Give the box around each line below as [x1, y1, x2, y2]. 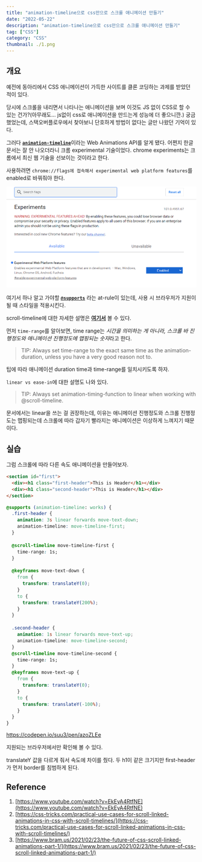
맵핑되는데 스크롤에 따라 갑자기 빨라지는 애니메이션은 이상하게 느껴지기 [17, 417, 184, 424]
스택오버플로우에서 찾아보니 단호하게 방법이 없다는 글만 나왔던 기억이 [28, 118, 190, 126]
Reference [6, 782, 46, 792]
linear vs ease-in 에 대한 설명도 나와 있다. [6, 378, 109, 386]
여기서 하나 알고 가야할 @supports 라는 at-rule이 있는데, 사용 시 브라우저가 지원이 [6, 294, 197, 301]
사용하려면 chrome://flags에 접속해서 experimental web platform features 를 [6, 166, 193, 174]
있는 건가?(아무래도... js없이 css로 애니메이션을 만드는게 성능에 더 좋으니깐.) [6, 111, 185, 118]
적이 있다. [6, 90, 29, 98]
